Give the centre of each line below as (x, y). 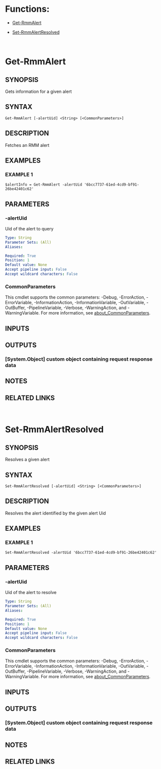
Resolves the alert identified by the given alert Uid (56, 513)
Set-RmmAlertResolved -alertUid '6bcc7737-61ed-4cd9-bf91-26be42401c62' (81, 553)
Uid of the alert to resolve (31, 593)
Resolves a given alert (27, 459)
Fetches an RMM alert (27, 145)
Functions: (27, 9)
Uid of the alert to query (29, 228)
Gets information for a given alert (39, 91)
